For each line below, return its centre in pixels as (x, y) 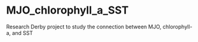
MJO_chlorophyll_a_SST (68, 10)
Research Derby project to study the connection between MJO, (84, 27)
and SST (22, 33)
